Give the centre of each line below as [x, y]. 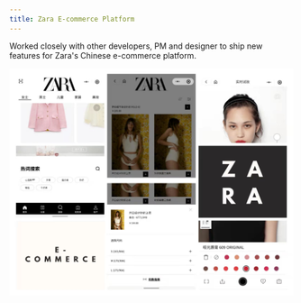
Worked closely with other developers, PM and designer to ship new [136, 46]
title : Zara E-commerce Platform [72, 19]
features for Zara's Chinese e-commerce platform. [103, 55]
